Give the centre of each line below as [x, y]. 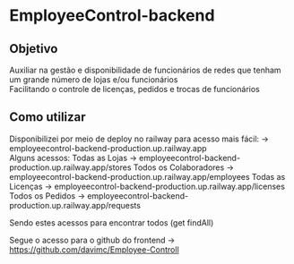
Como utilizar [48, 117]
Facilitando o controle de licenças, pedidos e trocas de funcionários [134, 89]
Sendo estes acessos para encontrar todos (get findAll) [112, 222]
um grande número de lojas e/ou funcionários [94, 80]
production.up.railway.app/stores [70, 167]
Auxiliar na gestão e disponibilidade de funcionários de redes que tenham [145, 70]
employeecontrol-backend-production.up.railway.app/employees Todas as [147, 176]
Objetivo [34, 49]
